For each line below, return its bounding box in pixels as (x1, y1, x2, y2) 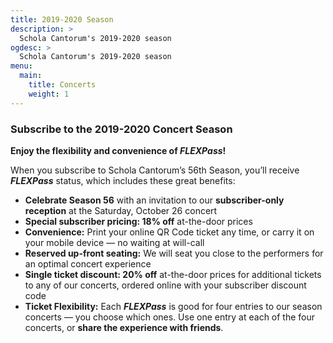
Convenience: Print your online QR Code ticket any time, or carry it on (24, 226, 315, 238)
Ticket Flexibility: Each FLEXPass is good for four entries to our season (24, 300, 323, 312)
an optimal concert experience (24, 257, 152, 270)
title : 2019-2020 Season (10, 14, 114, 25)
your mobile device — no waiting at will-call (24, 236, 205, 248)
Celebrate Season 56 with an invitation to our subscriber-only (24, 194, 285, 206)
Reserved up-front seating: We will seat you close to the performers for (24, 247, 324, 259)
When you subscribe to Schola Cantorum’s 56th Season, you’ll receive (10, 164, 300, 176)
